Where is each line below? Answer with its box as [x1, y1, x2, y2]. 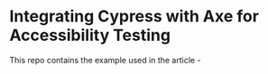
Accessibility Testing [9, 25, 171, 45]
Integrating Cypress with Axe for [9, 6, 260, 27]
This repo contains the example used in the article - [9, 54, 201, 65]
